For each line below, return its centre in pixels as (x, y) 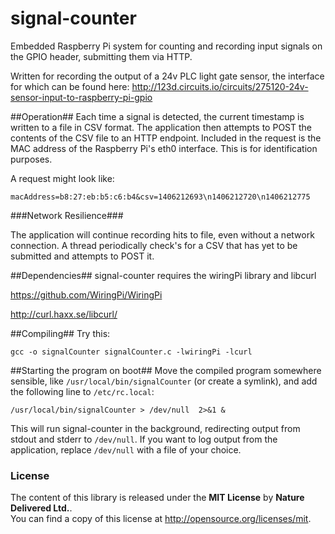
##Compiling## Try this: (60, 333)
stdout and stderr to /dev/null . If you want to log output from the (144, 439)
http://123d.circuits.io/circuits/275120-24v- (220, 86)
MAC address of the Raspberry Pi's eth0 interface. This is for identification (164, 148)
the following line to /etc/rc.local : (82, 391)
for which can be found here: (70, 86)
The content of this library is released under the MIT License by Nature (157, 498)
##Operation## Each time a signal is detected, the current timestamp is (157, 116)
